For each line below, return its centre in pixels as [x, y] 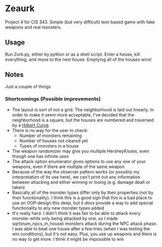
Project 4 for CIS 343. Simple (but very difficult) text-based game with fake [80, 22]
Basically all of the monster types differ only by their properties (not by [83, 192]
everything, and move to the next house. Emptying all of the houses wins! [78, 59]
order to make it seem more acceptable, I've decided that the [73, 114]
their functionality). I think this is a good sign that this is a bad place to [82, 197]
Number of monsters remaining [50, 135]
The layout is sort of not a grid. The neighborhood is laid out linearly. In [83, 110]
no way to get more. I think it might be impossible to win [68, 239]
